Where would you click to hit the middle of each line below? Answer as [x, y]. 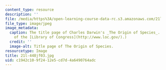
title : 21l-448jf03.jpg [30, 55]
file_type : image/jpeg [28, 23]
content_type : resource [30, 10]
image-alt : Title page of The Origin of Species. [62, 46]
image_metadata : [22, 28]
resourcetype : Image [26, 51]
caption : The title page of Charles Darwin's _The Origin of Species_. [85, 33]
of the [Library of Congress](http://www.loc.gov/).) [70, 37]
